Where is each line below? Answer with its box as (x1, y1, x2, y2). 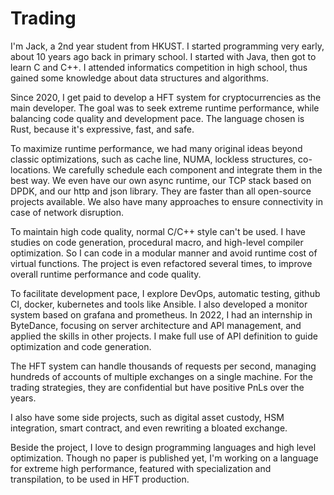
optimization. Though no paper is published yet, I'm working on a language (10, 452, 319, 464)
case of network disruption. (10, 206, 125, 218)
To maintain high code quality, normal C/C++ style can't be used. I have (10, 225, 306, 237)
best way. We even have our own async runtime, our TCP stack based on (10, 174, 312, 186)
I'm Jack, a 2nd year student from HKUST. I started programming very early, (10, 40, 325, 52)
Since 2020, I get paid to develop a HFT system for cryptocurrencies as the (10, 91, 322, 103)
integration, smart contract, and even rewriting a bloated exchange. (10, 422, 288, 434)
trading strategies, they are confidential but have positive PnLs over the (10, 381, 305, 393)
